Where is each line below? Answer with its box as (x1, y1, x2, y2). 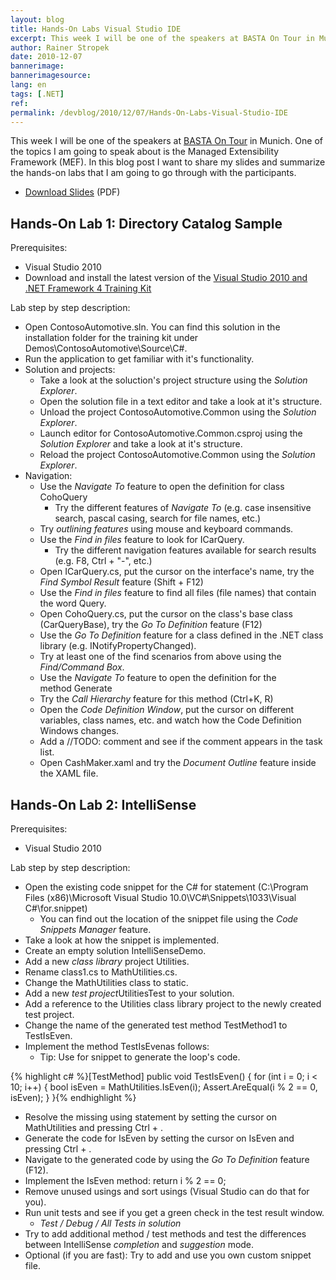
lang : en (10, 80, 47, 90)
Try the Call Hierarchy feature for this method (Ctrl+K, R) (39, 693, 274, 705)
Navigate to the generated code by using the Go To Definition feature (24, 1154, 310, 1165)
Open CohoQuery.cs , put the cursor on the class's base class (39, 608, 293, 620)
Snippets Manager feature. (39, 924, 152, 935)
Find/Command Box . (39, 661, 125, 673)
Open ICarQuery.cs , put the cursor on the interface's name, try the (39, 566, 315, 578)
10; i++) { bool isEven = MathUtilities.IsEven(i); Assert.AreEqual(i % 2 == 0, (10, 1081, 318, 1093)
